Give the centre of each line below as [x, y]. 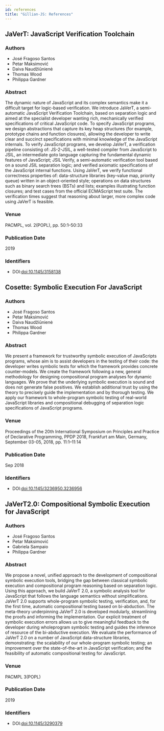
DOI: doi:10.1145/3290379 [37, 724]
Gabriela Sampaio [30, 546]
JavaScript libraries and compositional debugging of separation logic [75, 403]
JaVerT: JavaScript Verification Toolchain [70, 34]
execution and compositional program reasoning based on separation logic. [81, 585]
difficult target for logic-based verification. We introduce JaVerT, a [72, 108]
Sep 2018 [15, 465]
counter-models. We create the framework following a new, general [73, 372]
